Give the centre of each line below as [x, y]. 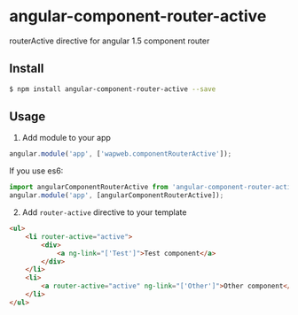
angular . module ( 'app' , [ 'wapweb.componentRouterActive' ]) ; [121, 154]
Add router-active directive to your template [104, 212]
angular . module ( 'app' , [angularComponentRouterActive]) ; [117, 196]
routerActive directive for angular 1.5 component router [110, 41]
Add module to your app [66, 138]
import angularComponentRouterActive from [89, 188]
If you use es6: [36, 171]
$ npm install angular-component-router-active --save [113, 89]
